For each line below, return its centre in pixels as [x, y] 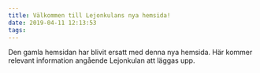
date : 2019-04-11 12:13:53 [52, 23]
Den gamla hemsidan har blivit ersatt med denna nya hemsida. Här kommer [130, 53]
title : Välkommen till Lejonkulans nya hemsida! [89, 15]
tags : [17, 30]
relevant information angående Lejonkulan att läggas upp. [102, 60]
